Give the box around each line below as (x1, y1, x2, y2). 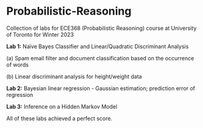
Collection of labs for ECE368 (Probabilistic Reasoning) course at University (6, 24, 197, 32)
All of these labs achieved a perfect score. (6, 115, 113, 122)
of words (6, 61, 29, 68)
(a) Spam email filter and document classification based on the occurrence (6, 54, 194, 62)
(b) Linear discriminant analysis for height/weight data (6, 73, 142, 80)
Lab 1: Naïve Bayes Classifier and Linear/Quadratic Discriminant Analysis (6, 43, 189, 50)
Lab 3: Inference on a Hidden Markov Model (6, 102, 118, 110)
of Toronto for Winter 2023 (6, 30, 74, 38)
